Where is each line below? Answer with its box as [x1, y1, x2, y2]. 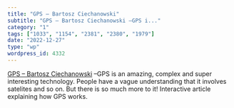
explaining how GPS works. [7, 92, 88, 100]
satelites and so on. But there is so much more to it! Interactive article [7, 85, 211, 93]
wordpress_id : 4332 [7, 50, 66, 58]
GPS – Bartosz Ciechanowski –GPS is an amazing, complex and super [7, 69, 213, 78]
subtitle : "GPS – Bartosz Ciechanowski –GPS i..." [7, 17, 161, 24]
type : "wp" [7, 43, 40, 50]
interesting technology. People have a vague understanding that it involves [7, 77, 227, 85]
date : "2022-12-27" [7, 37, 66, 44]
